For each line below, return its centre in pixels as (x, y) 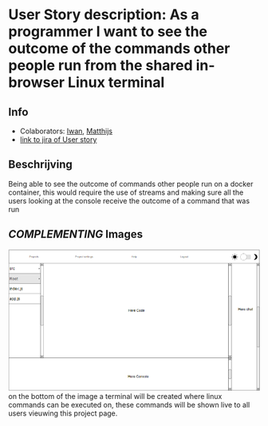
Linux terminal (116, 83)
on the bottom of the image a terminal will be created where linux (115, 396)
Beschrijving (41, 165)
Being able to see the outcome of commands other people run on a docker (131, 183)
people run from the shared (100, 66)
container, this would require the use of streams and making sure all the (126, 192)
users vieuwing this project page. (63, 413)
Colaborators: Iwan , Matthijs (66, 131)
